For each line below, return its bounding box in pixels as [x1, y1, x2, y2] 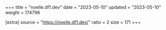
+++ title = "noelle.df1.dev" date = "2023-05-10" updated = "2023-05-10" [5, 4, 161, 10]
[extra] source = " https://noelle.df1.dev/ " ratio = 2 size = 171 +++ [5, 19, 141, 25]
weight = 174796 [5, 9, 40, 15]
